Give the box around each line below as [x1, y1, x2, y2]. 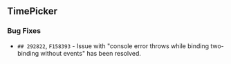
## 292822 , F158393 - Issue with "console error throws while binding [17, 41, 210, 50]
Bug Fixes [7, 26, 41, 36]
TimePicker [7, 6, 57, 17]
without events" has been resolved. [40, 49, 142, 57]
